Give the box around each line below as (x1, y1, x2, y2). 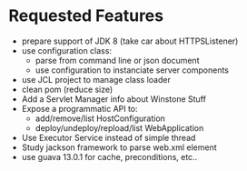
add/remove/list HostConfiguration (35, 113, 165, 124)
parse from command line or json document (35, 55, 200, 65)
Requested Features (8, 5, 164, 26)
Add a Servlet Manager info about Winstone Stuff (21, 93, 206, 105)
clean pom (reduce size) (21, 84, 114, 95)
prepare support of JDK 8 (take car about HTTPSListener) (21, 35, 239, 46)
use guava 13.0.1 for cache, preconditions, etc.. (21, 151, 198, 162)
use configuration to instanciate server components (35, 65, 229, 75)
